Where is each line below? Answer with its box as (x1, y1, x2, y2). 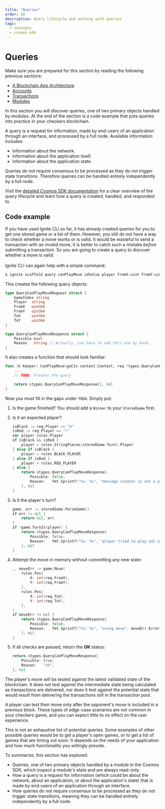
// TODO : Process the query (14, 373, 71, 378)
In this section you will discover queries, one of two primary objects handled (5, 108, 160, 113)
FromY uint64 (14, 309, 45, 314)
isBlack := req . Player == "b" (12, 424, 75, 429)
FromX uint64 (14, 304, 45, 309)
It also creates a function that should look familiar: (5, 354, 107, 360)
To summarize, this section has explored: (5, 752, 88, 758)
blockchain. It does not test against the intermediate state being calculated (5, 681, 156, 687)
